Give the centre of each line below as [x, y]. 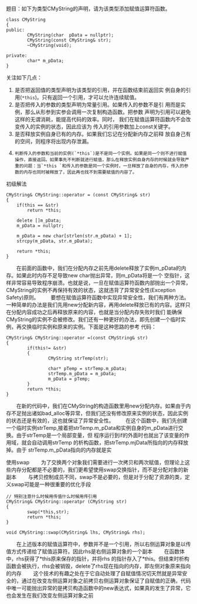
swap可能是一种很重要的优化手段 [51, 484]
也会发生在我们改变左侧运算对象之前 [50, 595]
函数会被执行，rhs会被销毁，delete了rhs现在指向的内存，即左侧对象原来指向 [98, 566]
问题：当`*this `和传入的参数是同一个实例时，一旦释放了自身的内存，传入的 [104, 166]
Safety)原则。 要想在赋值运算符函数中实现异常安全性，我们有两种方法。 [98, 297]
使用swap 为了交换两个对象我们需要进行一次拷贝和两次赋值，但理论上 [96, 462]
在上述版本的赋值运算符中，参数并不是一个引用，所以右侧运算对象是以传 [104, 544]
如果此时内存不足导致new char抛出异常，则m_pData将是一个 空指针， [101, 275]
